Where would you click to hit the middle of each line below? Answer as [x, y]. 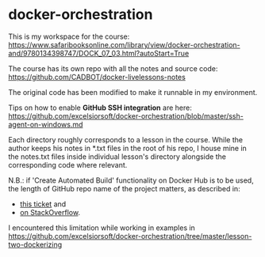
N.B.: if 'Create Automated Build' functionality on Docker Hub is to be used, [131, 180]
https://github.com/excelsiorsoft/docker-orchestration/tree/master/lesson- [130, 236]
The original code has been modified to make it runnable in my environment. [133, 92]
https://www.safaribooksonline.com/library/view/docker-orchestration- [124, 44]
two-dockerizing [35, 244]
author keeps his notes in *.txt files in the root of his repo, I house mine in [128, 148]
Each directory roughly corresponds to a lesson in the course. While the [126, 139]
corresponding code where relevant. [68, 164]
